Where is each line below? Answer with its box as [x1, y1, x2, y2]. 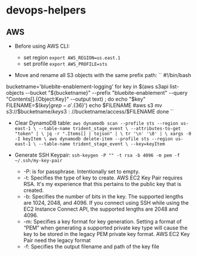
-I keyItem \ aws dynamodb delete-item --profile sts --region [14, 136, 173, 142]
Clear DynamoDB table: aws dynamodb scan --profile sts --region [14, 119, 178, 127]
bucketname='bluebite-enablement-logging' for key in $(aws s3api [6, 83, 169, 90]
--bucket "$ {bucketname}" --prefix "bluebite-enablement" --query [25, 89, 188, 96]
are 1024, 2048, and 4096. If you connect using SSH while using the [23, 200, 189, 206]
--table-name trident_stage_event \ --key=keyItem [38, 141, 165, 147]
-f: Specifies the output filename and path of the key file [23, 243, 160, 250]
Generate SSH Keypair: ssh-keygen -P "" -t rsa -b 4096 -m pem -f [14, 151, 181, 158]
